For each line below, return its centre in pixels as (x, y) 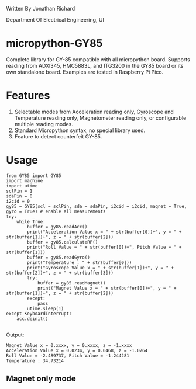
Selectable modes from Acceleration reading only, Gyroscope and (94, 112)
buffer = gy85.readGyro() (59, 257)
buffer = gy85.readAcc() (57, 227)
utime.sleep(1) (46, 308)
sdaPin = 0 (19, 196)
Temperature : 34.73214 (35, 361)
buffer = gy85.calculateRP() (63, 242)
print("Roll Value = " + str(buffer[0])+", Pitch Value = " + (104, 247)
